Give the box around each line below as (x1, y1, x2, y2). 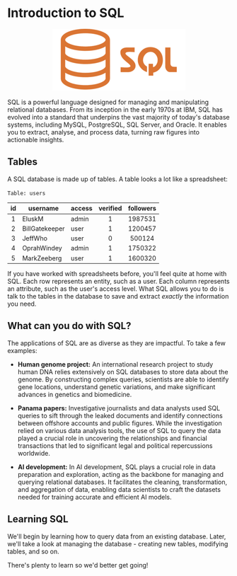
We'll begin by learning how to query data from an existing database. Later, (7, 532, 226, 541)
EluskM (22, 214, 44, 223)
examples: (7, 346, 37, 355)
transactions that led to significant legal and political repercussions (17, 441, 213, 450)
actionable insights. (7, 135, 64, 144)
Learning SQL (7, 513, 69, 525)
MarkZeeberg (22, 253, 62, 263)
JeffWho (22, 234, 48, 242)
